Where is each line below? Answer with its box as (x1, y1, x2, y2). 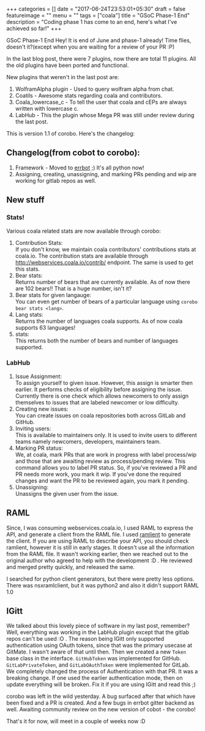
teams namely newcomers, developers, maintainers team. (15, 438, 161, 445)
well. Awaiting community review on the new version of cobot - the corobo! (6, 706, 196, 713)
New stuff (6, 195, 45, 205)
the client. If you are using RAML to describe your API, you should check (6, 537, 189, 544)
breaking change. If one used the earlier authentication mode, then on (6, 675, 183, 682)
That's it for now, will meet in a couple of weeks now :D (6, 717, 146, 725)
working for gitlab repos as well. (15, 177, 97, 184)
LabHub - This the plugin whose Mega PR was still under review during (15, 112, 195, 118)
